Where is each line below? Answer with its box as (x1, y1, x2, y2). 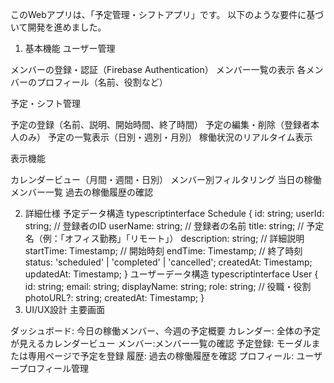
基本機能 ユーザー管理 (24, 43, 116, 54)
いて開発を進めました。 (10, 21, 107, 33)
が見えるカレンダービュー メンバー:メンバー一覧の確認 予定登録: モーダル (10, 338, 312, 349)
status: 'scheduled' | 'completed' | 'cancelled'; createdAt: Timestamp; (24, 256, 313, 268)
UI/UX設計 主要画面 (24, 304, 105, 315)
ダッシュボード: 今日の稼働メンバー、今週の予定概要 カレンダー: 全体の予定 (10, 325, 321, 337)
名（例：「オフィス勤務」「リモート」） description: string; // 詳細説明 (24, 233, 305, 244)
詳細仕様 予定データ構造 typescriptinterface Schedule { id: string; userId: (24, 208, 325, 219)
